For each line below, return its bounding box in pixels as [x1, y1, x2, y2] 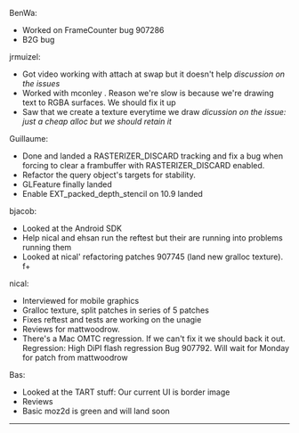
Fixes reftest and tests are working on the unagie [21, 315, 202, 324]
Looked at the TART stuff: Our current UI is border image [21, 387, 230, 397]
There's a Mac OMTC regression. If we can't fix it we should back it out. [21, 333, 287, 344]
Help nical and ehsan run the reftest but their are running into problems [21, 233, 283, 243]
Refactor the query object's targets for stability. [21, 169, 196, 180]
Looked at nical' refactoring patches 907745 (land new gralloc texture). [21, 251, 283, 262]
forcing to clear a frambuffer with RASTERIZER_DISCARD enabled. [21, 160, 265, 170]
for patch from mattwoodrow [21, 352, 128, 363]
